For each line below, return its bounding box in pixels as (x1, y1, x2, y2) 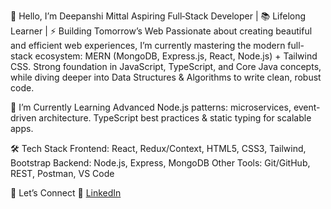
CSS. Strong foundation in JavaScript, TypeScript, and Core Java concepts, (10, 61, 322, 72)
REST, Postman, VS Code (10, 168, 115, 179)
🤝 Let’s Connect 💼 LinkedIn (10, 187, 122, 199)
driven (10, 112, 37, 124)
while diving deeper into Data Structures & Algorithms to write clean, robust (10, 71, 322, 83)
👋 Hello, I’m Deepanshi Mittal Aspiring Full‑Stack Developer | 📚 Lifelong (10, 10, 307, 22)
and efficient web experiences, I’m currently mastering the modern (10, 40, 286, 51)
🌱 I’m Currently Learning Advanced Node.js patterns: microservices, (10, 101, 292, 113)
